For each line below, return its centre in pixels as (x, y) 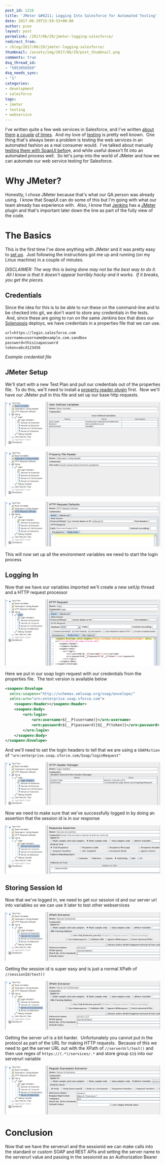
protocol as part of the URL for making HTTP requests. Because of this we (81, 1043)
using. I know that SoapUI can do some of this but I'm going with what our (81, 200)
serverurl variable (23, 1059)
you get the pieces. (25, 280)
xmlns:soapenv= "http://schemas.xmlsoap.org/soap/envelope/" (72, 694)
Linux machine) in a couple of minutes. (44, 260)
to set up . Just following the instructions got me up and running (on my (78, 254)
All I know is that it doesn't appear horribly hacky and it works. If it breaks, (83, 275)
